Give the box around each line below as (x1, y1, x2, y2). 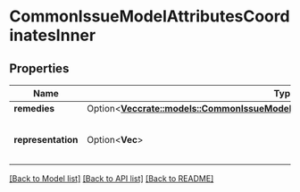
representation (13, 134, 79, 146)
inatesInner (9, 25, 96, 46)
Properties (9, 61, 70, 76)
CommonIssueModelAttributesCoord (9, 6, 290, 27)
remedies (13, 103, 55, 114)
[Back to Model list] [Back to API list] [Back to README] (9, 173, 214, 184)
